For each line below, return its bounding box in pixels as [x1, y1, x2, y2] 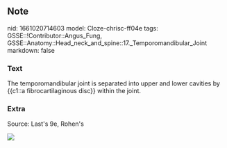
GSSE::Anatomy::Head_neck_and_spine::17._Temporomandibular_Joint [7, 38, 207, 47]
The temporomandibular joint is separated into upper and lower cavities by [7, 79, 221, 88]
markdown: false [7, 46, 56, 54]
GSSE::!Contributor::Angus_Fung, [7, 31, 103, 40]
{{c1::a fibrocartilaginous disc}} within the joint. [7, 87, 141, 95]
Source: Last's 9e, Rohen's [7, 120, 85, 128]
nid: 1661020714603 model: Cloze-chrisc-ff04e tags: [7, 24, 158, 32]
